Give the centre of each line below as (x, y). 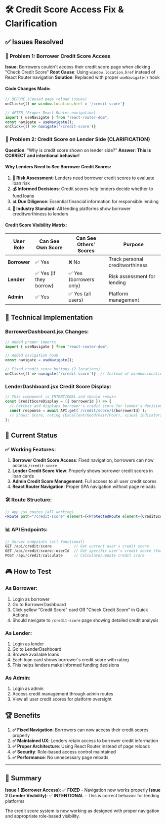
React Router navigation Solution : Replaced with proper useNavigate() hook (83, 77)
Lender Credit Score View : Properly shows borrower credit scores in (83, 471)
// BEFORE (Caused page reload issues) (46, 99)
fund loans (23, 196)
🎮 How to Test (28, 572)
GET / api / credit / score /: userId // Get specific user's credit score (78, 551)
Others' (86, 245)
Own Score (49, 248)
